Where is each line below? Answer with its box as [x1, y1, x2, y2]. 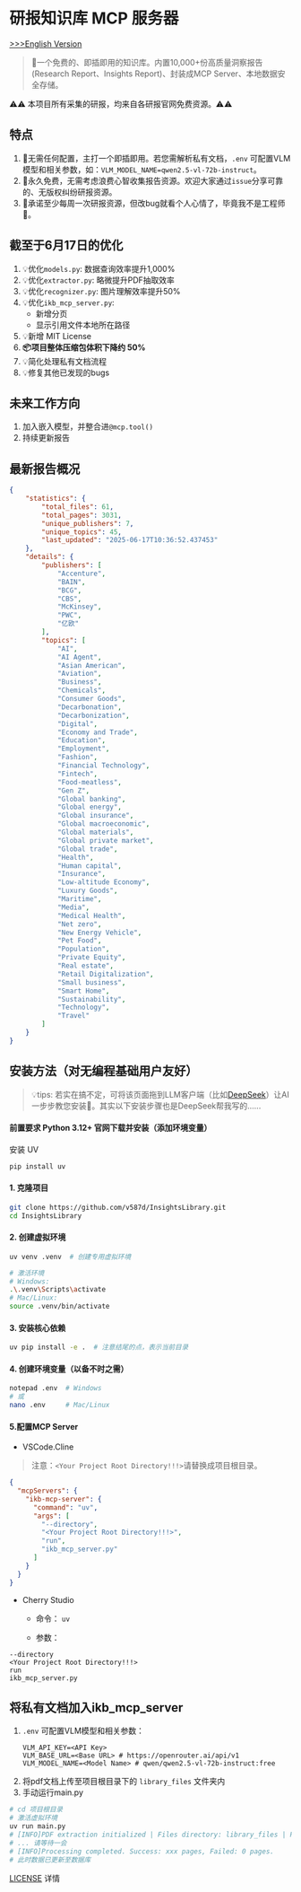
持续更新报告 [21, 433, 70, 443]
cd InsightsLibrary [9, 1211, 82, 1221]
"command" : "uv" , [32, 1502, 99, 1512]
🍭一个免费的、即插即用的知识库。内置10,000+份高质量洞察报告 [30, 57, 263, 67]
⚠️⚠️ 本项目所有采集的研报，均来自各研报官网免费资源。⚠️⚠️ [9, 98, 233, 109]
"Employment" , [56, 744, 110, 754]
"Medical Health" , [56, 911, 126, 920]
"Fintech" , [56, 769, 99, 778]
